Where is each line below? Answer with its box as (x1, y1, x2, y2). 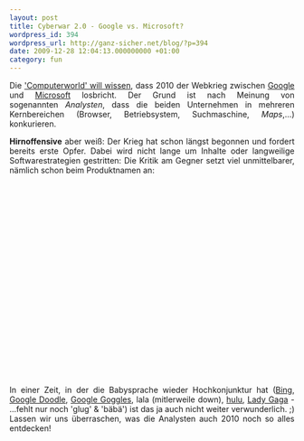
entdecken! (9, 423, 52, 434)
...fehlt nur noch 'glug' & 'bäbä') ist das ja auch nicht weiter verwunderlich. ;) (9, 404, 295, 414)
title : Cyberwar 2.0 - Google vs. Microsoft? (9, 22, 184, 31)
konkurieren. (9, 118, 57, 129)
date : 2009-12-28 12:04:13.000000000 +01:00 (9, 47, 180, 56)
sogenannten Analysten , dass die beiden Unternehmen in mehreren (9, 99, 295, 109)
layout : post (9, 13, 59, 23)
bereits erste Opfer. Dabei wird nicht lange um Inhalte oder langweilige (9, 145, 295, 156)
